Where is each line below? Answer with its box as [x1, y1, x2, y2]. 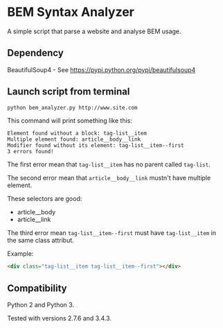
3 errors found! [7, 148, 54, 155]
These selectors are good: [7, 195, 82, 203]
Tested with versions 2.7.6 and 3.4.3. [7, 314, 112, 322]
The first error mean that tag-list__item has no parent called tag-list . [7, 160, 211, 169]
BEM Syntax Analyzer [7, 4, 135, 20]
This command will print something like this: [7, 116, 133, 125]
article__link [17, 216, 51, 224]
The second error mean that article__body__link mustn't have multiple [7, 174, 211, 182]
